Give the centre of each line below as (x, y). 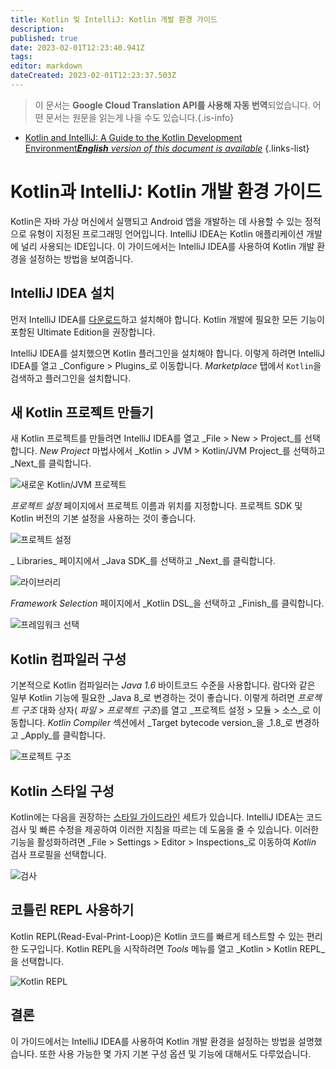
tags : (21, 57)
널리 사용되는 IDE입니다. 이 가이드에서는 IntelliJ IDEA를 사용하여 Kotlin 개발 (167, 246)
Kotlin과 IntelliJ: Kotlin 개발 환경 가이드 (166, 192)
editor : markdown (46, 66)
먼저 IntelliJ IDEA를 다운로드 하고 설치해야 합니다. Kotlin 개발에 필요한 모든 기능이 (167, 319)
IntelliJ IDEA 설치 (62, 293)
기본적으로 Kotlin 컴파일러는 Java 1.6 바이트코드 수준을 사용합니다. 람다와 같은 (163, 685)
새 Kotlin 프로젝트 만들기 (82, 412)
